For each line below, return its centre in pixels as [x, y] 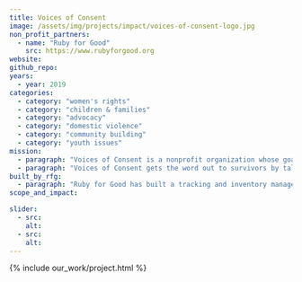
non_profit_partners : [50, 34]
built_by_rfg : [36, 176]
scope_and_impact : [44, 193]
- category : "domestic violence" [80, 127]
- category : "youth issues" [70, 143]
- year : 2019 [42, 84]
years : [22, 76]
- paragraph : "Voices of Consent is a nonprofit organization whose [148, 159]
